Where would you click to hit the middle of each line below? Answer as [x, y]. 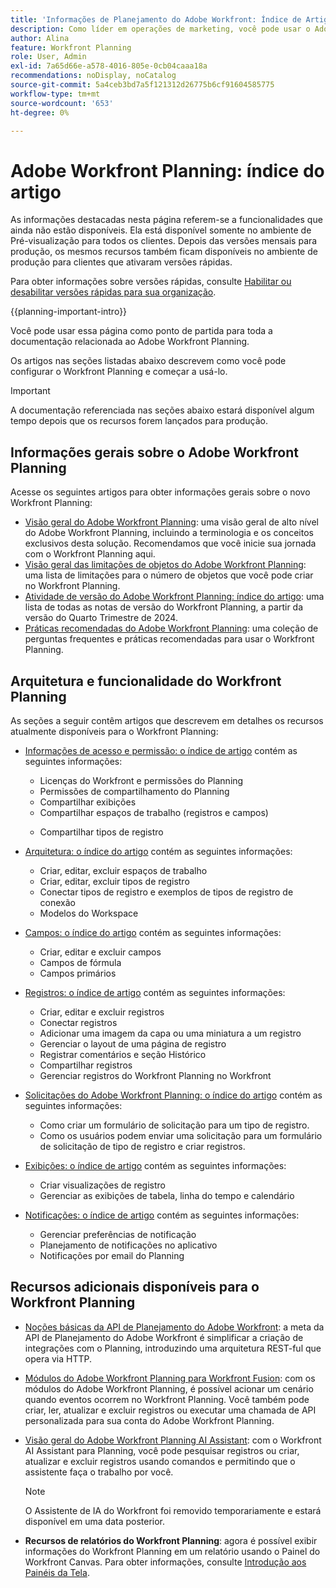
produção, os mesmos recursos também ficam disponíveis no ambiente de [164, 252]
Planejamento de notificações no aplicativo [128, 1245]
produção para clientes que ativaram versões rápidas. [121, 262]
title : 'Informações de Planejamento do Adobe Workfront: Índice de [156, 19]
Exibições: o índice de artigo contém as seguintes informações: [155, 1165]
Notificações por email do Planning [112, 1255]
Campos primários [78, 973]
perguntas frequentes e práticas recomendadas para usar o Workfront [169, 639]
